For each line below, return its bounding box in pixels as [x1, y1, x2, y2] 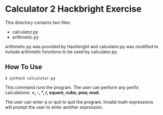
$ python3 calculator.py [5, 76, 56, 81]
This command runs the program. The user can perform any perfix [5, 84, 139, 90]
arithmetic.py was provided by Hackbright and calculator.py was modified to [5, 43, 159, 49]
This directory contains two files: [5, 19, 71, 25]
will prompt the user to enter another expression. [5, 104, 103, 110]
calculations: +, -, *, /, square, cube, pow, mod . [5, 89, 100, 96]
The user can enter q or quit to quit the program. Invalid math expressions [5, 99, 154, 105]
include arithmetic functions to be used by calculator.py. [5, 49, 118, 55]
